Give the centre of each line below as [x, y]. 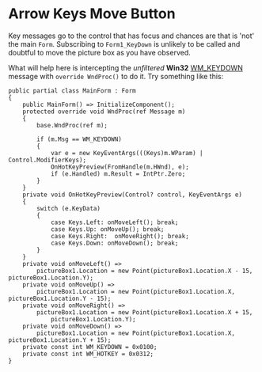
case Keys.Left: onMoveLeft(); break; [114, 222]
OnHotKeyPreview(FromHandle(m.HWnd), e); [120, 167]
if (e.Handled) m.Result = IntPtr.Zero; [118, 174]
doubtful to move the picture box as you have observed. [100, 52]
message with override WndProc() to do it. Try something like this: [116, 76]
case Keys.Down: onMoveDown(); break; [114, 243]
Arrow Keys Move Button [92, 14]
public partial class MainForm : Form [72, 91]
